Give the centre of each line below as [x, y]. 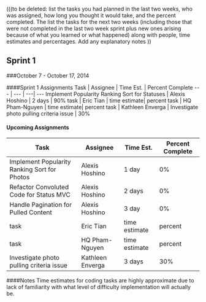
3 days [134, 261]
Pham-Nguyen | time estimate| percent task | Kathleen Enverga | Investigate [102, 107]
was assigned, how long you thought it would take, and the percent [91, 15]
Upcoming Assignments [38, 128]
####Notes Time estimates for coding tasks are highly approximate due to [100, 281]
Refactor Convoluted [39, 187]
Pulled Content [31, 212]
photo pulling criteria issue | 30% [48, 114]
